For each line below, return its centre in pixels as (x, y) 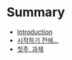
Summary (36, 12)
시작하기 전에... (38, 40)
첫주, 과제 (30, 49)
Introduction (35, 32)
